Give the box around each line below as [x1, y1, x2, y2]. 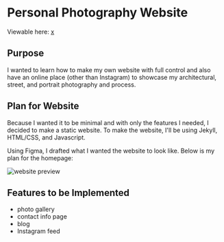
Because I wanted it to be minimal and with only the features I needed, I [7, 118, 209, 126]
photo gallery [16, 205, 55, 214]
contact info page [16, 212, 67, 221]
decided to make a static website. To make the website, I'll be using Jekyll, [7, 126, 218, 134]
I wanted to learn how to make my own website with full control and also [7, 65, 211, 74]
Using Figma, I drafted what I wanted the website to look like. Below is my [7, 146, 215, 155]
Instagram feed [16, 227, 60, 235]
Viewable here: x [7, 27, 55, 36]
